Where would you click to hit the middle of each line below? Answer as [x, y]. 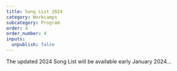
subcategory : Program [33, 22]
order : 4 [17, 28]
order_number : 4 [26, 34]
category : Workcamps [32, 17]
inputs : [16, 39]
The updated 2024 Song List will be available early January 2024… [89, 61]
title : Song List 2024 [34, 12]
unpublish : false [33, 45]
